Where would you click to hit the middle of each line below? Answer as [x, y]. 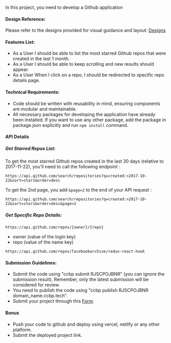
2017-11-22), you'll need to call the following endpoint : [63, 167]
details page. [26, 81]
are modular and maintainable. [45, 109]
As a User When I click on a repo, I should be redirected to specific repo [88, 75]
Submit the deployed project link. [47, 335]
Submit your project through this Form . [53, 301]
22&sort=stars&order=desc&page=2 [41, 204]
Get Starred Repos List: [31, 148]
